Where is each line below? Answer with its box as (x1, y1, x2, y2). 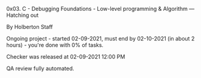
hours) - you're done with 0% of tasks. (6, 42, 104, 48)
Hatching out (6, 11, 39, 19)
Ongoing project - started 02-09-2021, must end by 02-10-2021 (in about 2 (6, 35, 195, 42)
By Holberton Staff (6, 24, 53, 30)
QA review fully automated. (6, 65, 74, 72)
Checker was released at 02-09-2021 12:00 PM (6, 53, 125, 60)
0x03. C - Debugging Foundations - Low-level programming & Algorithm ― (6, 5, 195, 12)
